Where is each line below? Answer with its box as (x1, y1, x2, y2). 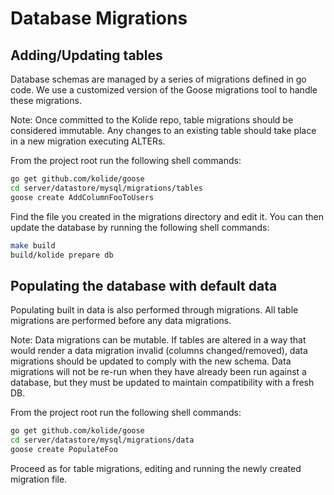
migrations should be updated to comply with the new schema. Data (10, 355, 292, 367)
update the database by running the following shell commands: (10, 221, 270, 233)
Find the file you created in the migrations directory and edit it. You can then (10, 210, 324, 222)
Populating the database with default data (10, 277, 278, 294)
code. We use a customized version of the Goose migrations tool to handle (10, 84, 318, 96)
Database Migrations (10, 7, 188, 30)
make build (10, 240, 56, 251)
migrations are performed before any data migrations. (10, 315, 232, 327)
